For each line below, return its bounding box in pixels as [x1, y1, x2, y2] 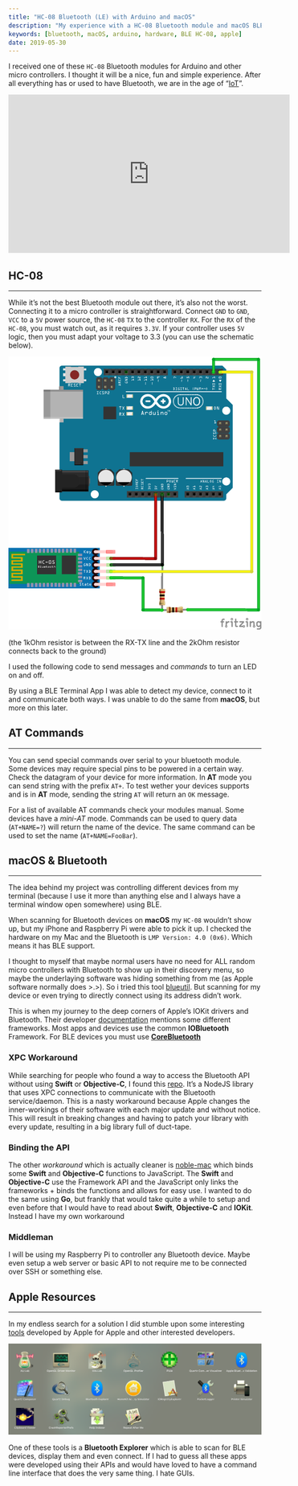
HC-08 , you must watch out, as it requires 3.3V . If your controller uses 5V [8, 323, 245, 333]
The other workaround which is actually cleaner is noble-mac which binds [8, 1159, 254, 1170]
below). [8, 340, 34, 350]
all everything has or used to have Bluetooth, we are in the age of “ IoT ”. [8, 79, 243, 89]
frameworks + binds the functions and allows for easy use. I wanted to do [8, 1185, 252, 1195]
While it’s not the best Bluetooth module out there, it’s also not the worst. [8, 298, 248, 307]
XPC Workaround [8, 1052, 78, 1064]
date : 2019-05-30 [8, 39, 67, 47]
